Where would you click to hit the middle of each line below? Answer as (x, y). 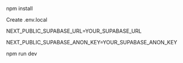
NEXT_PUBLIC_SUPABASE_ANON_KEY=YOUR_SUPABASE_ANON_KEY (92, 42)
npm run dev (22, 54)
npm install (20, 8)
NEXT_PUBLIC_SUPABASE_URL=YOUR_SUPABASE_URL (74, 31)
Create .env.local (27, 20)
